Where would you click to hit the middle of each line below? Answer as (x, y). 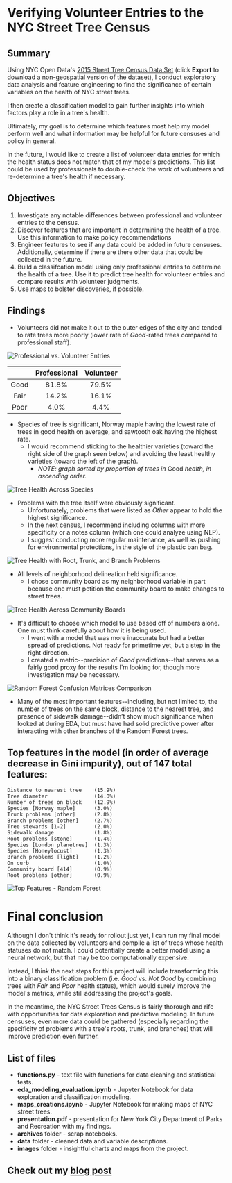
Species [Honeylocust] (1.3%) (60, 851)
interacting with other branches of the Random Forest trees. (102, 731)
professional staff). (44, 342)
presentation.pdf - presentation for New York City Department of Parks (120, 1119)
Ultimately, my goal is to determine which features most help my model (108, 126)
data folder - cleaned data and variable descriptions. (92, 1141)
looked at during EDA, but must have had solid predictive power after (115, 723)
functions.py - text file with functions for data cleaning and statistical (116, 1075)
